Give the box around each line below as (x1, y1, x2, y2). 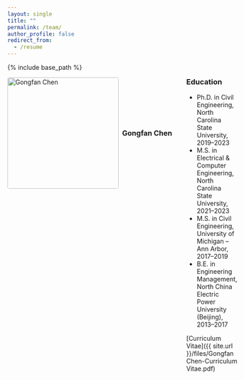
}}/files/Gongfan (186, 349, 234, 358)
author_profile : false (7, 30, 75, 38)
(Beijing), (196, 313, 223, 322)
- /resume (14, 43, 43, 51)
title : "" (7, 17, 37, 24)
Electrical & (196, 154, 230, 163)
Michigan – (196, 237, 229, 246)
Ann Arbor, (196, 245, 229, 253)
